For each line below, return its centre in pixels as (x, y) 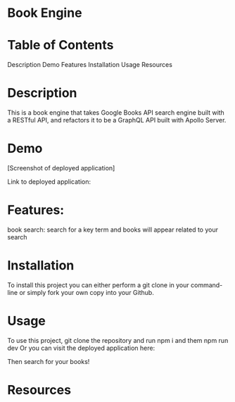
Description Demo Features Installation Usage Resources (90, 65)
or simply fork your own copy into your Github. (87, 292)
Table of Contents (61, 45)
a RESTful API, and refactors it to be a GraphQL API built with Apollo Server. (117, 120)
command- (207, 285)
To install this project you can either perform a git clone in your (99, 285)
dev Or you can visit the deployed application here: (81, 348)
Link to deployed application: (49, 182)
